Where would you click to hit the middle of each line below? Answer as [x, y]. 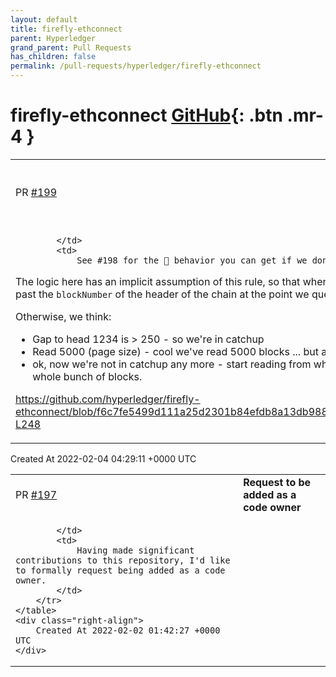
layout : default [44, 19]
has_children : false [53, 57]
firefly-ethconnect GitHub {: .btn [146, 115]
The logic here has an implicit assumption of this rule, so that [158, 281]
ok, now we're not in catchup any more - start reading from [172, 364]
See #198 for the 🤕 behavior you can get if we [192, 260]
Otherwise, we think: [63, 316]
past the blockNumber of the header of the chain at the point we [162, 294]
